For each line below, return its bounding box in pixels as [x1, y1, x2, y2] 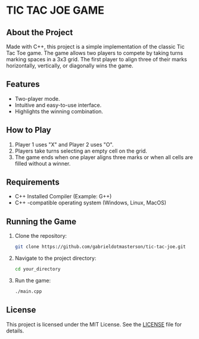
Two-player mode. [14, 95, 61, 102]
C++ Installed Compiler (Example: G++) [14, 193, 112, 200]
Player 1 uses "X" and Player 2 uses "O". [14, 141, 114, 148]
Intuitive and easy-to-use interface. [14, 101, 102, 108]
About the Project [6, 27, 73, 38]
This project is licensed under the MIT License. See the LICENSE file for [6, 321, 182, 328]
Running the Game [6, 216, 76, 226]
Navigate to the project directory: [14, 254, 97, 262]
